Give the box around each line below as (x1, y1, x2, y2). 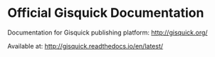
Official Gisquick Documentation (7, 5, 204, 21)
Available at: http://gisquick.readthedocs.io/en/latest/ (7, 42, 164, 50)
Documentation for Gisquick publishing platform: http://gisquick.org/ (7, 28, 208, 37)
